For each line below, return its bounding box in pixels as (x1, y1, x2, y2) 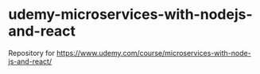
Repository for (8, 48, 56, 57)
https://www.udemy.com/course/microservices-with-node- (56, 48, 252, 57)
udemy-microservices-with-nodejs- (8, 6, 253, 24)
